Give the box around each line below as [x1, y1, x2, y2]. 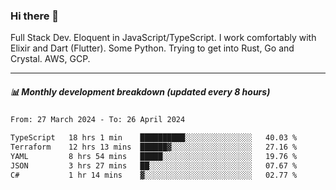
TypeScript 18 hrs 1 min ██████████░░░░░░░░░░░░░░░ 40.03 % [10, 133, 298, 143]
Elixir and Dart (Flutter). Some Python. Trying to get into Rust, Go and [10, 42, 295, 54]
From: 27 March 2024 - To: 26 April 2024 [10, 115, 186, 125]
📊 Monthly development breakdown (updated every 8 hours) [10, 85, 271, 98]
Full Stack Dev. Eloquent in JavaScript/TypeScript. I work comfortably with [10, 32, 317, 44]
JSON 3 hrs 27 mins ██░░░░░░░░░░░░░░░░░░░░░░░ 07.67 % [10, 160, 298, 171]
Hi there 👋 [10, 9, 60, 23]
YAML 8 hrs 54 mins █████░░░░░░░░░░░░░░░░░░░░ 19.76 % [10, 151, 298, 161]
